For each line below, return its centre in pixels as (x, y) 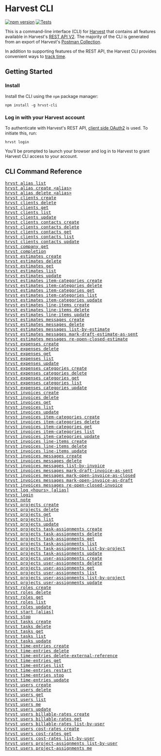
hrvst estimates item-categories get (50, 290)
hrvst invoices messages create (43, 456)
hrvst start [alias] (30, 612)
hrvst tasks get (24, 631)
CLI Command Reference (44, 172)
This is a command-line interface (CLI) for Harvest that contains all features (80, 31)
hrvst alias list (25, 183)
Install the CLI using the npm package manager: (52, 96)
